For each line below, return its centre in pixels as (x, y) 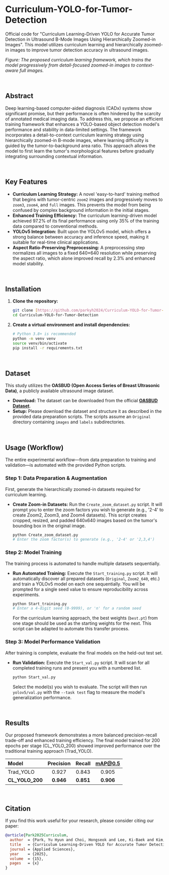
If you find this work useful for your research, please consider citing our (80, 821)
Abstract (19, 96)
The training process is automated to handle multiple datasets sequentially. (83, 563)
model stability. (28, 263)
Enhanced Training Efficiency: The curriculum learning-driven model (85, 215)
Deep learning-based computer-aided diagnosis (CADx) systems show (79, 108)
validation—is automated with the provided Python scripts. (66, 465)
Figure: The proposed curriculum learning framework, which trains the (78, 59)
